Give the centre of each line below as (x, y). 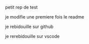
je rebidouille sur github (29, 26)
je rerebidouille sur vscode (32, 36)
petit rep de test (22, 7)
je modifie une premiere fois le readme (45, 17)
